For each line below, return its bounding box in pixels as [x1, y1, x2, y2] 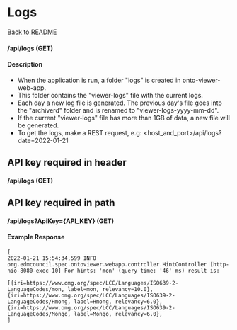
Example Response [7, 233, 65, 241]
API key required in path [7, 197, 115, 209]
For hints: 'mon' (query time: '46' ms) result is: [64, 267, 220, 274]
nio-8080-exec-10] [7, 267, 62, 274]
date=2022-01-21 [17, 136, 69, 144]
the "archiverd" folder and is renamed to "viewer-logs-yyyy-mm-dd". [17, 106, 219, 114]
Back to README [7, 28, 57, 36]
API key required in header [7, 157, 127, 169]
